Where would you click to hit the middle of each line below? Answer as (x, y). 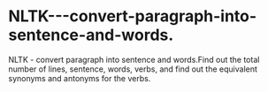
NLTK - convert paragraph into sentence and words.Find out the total (134, 59)
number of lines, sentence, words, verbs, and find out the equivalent (133, 69)
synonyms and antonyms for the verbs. (80, 78)
